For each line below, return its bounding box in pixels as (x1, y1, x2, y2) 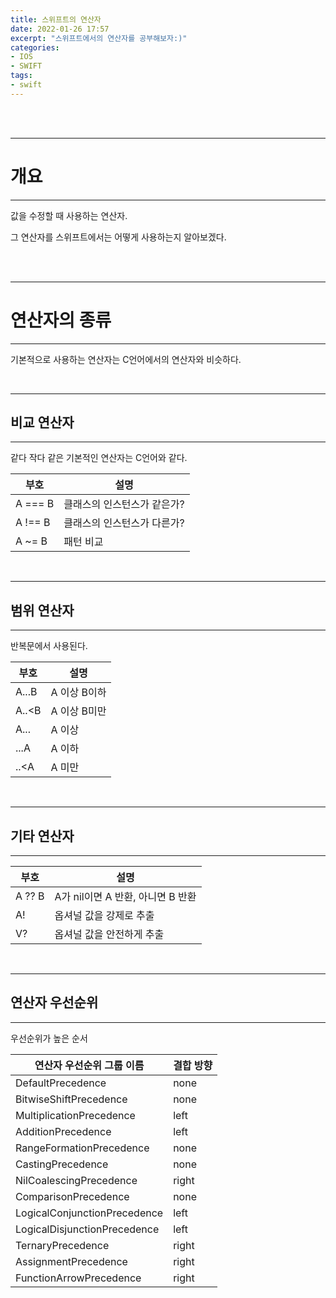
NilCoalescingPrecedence (15, 1173, 138, 1187)
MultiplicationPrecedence (15, 1108, 136, 1122)
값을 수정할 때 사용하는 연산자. (10, 209, 128, 221)
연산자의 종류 (10, 309, 112, 331)
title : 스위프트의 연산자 (10, 14, 102, 25)
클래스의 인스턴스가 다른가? (63, 516, 185, 530)
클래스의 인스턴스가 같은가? (63, 497, 185, 511)
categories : (10, 42, 60, 53)
